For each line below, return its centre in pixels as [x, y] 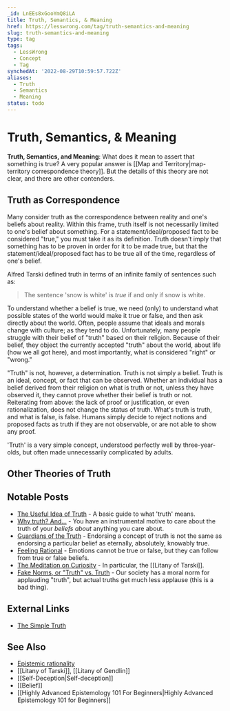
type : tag [21, 39]
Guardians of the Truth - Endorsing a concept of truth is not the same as [119, 536]
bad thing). [33, 587]
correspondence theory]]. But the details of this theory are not [120, 171]
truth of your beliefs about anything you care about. [90, 528]
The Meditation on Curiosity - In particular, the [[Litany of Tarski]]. [111, 565]
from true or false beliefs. [53, 558]
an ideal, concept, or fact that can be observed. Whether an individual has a [115, 380]
